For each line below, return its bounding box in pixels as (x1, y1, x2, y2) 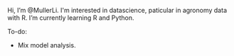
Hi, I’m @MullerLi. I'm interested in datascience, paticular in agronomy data (7, 6, 228, 14)
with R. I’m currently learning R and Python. (7, 13, 134, 22)
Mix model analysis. (17, 41, 76, 49)
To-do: (7, 28, 27, 35)
